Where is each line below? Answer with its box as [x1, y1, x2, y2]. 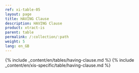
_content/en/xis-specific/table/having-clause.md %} [5, 62, 111, 68]
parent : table [5, 30, 34, 35]
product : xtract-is [5, 25, 45, 30]
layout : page [5, 12, 32, 17]
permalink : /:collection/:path [5, 35, 69, 40]
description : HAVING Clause [5, 21, 63, 26]
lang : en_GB [5, 44, 29, 49]
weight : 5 [5, 39, 25, 44]
